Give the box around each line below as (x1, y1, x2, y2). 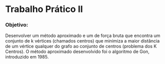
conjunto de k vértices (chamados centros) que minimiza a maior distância (5, 38, 160, 44)
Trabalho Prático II (5, 3, 83, 15)
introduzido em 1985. (5, 54, 49, 60)
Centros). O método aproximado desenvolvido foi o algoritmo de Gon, (5, 48, 150, 54)
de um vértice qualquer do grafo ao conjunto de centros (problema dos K (5, 43, 157, 49)
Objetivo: (5, 21, 29, 28)
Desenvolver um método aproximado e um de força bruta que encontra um (5, 32, 160, 38)
